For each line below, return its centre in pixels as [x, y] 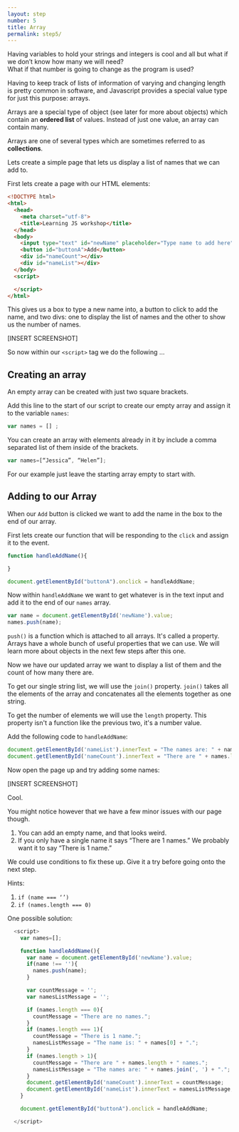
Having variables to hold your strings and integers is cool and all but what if [118, 54]
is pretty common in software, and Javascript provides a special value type [117, 91]
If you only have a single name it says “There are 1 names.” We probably [123, 840]
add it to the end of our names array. [59, 602]
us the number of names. [44, 324]
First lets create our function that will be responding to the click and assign [118, 535]
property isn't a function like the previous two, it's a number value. [105, 723]
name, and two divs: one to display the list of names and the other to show [117, 317]
